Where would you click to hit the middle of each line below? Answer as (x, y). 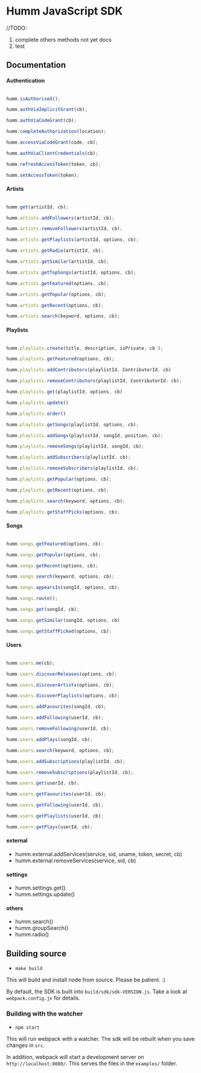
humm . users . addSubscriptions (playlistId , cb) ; (66, 761)
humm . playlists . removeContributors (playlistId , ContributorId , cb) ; (94, 381)
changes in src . (26, 1045)
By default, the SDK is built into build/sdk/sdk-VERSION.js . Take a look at (97, 992)
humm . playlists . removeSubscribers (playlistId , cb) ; (72, 468)
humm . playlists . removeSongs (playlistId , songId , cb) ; (75, 446)
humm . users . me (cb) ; (31, 663)
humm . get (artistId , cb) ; (37, 207)
